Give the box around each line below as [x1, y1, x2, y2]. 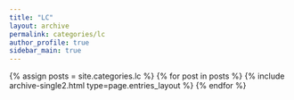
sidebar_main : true [9, 46, 82, 55]
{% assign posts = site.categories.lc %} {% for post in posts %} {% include [9, 71, 285, 81]
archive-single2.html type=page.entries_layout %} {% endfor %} [9, 80, 247, 91]
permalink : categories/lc [9, 29, 105, 38]
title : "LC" [9, 12, 53, 22]
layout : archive [9, 21, 69, 30]
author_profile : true [9, 37, 90, 47]
